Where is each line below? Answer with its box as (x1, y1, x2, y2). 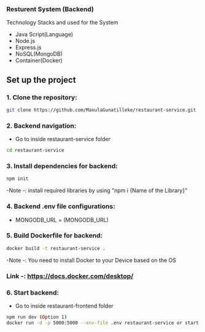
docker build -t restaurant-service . (6, 245, 106, 252)
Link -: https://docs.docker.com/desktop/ (6, 272, 134, 280)
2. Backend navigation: (6, 122, 77, 130)
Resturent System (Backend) (6, 5, 94, 14)
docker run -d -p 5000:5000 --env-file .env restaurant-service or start (6, 320, 199, 326)
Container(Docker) (15, 57, 63, 64)
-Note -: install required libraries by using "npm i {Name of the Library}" (6, 187, 188, 195)
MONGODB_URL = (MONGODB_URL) (15, 216, 109, 223)
